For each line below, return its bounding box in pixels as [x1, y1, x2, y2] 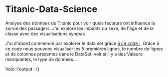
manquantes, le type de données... [5, 56, 77, 62]
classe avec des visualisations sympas [5, 30, 85, 36]
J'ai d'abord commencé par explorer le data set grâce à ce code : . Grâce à [5, 40, 159, 46]
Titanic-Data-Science [5, 3, 98, 15]
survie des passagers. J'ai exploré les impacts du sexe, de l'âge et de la [5, 25, 154, 31]
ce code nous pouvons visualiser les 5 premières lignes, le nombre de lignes [5, 45, 163, 51]
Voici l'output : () [5, 66, 40, 72]
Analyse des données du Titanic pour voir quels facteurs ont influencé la [5, 20, 155, 26]
